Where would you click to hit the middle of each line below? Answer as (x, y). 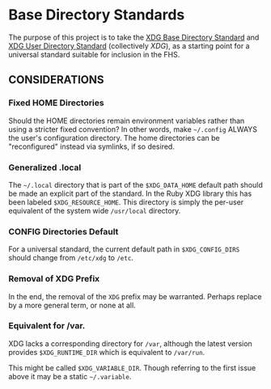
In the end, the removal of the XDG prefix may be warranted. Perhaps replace (135, 296)
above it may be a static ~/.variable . (70, 376)
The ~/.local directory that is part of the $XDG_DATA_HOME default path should (135, 184)
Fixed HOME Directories (56, 103)
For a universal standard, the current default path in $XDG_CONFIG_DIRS (124, 249)
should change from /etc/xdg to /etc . (71, 258)
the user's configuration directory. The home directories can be (114, 137)
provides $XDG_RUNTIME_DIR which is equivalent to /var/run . (107, 352)
